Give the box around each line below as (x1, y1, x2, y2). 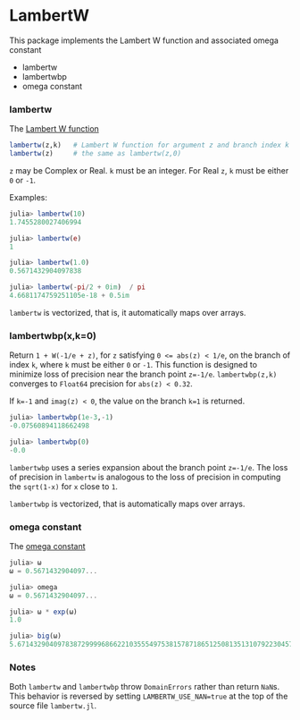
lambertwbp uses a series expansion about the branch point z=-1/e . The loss (9, 462, 288, 472)
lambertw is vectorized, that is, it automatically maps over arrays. (9, 307, 246, 318)
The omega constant (9, 541, 87, 552)
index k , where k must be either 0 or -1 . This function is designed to (9, 360, 257, 370)
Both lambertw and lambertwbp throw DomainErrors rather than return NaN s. (9, 682, 280, 692)
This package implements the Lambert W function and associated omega (9, 35, 279, 46)
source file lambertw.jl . (9, 700, 97, 711)
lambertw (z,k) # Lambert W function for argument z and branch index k (9, 140, 290, 150)
